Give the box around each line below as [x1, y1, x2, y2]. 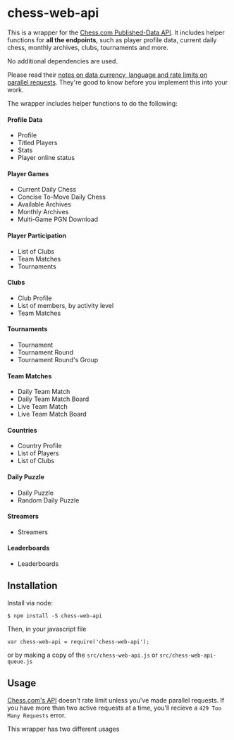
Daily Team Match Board [17, 395, 90, 403]
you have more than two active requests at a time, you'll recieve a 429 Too [7, 703, 222, 712]
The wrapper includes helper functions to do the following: [7, 99, 178, 107]
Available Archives [17, 200, 72, 209]
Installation [7, 580, 58, 592]
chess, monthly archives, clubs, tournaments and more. [7, 43, 169, 51]
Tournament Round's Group [17, 355, 99, 364]
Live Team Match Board [17, 410, 87, 419]
